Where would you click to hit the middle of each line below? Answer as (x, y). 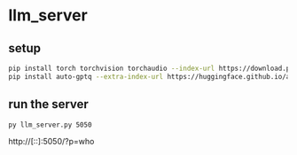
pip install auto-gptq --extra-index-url (86, 76)
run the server (49, 104)
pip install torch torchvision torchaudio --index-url (112, 68)
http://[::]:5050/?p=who (51, 142)
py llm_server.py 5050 (50, 125)
